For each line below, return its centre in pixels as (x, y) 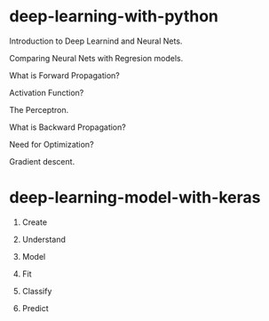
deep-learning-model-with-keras (135, 198)
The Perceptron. (39, 109)
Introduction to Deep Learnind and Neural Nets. (96, 41)
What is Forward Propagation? (64, 75)
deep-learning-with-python (114, 16)
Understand (44, 239)
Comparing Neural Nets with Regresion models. (96, 58)
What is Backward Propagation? (67, 127)
